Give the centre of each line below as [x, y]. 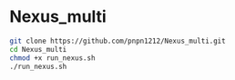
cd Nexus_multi [38, 49]
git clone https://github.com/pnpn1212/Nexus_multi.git [117, 41]
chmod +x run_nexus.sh [52, 58]
